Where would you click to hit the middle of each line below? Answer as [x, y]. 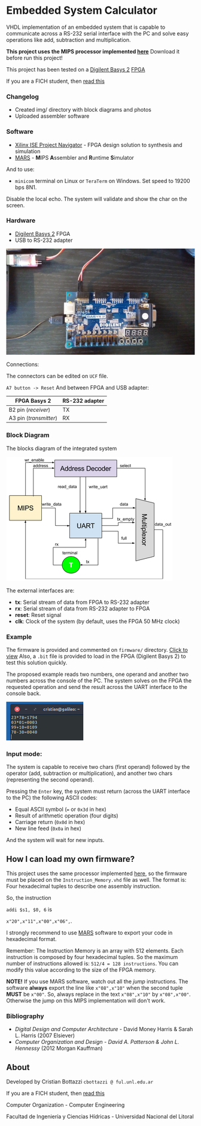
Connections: [23, 364]
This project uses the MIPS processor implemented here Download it [93, 51]
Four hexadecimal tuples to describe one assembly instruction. [83, 887]
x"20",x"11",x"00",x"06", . [39, 921]
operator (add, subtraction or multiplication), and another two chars [89, 773]
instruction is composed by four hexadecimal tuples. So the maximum [92, 957]
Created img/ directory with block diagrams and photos [83, 110]
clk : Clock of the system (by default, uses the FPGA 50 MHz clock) [98, 621]
